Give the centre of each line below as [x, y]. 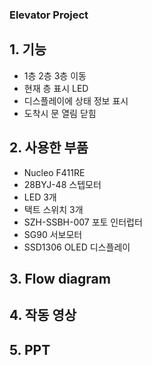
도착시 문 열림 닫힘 [60, 113]
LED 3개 [40, 197]
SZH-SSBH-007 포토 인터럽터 [83, 222]
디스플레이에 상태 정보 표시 [76, 100]
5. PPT [30, 349]
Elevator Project [49, 15]
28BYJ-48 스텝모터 [62, 184]
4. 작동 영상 [43, 315]
